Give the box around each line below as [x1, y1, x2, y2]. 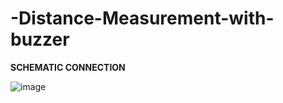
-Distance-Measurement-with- [10, 7, 275, 30]
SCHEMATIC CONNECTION [10, 61, 126, 73]
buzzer [10, 28, 70, 51]
